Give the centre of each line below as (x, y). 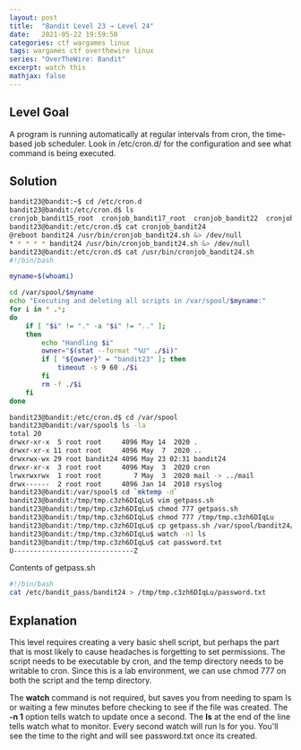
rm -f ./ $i (62, 384)
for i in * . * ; (38, 310)
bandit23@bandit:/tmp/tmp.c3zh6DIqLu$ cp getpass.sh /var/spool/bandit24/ (152, 526)
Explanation (43, 620)
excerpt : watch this (48, 68)
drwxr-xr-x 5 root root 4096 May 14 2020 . (104, 442)
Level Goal (39, 113)
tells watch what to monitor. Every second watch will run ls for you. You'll (144, 726)
